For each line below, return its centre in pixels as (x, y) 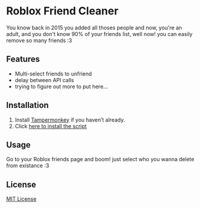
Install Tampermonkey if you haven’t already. (70, 120)
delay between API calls (44, 80)
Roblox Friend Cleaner (62, 11)
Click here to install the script (51, 126)
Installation (27, 105)
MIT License (21, 199)
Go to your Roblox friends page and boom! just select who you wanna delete (100, 159)
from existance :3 (28, 165)
